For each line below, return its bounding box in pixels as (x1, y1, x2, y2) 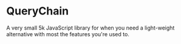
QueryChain (6, 4, 69, 18)
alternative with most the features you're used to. (6, 30, 129, 37)
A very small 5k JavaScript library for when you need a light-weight (6, 24, 175, 31)
